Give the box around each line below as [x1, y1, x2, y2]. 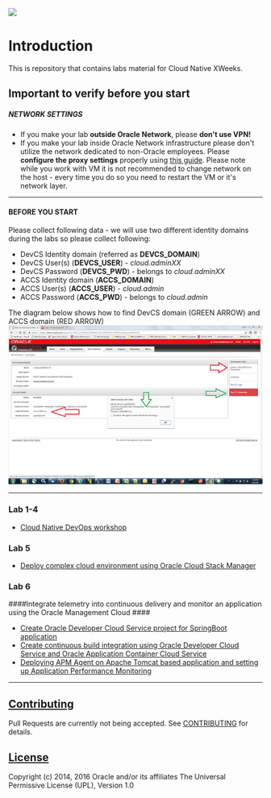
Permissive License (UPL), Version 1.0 [8, 780, 135, 790]
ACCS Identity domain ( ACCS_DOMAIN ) [19, 275, 155, 285]
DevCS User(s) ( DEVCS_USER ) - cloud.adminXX [19, 258, 181, 268]
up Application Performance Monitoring [19, 666, 152, 676]
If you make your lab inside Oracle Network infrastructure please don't [19, 138, 255, 148]
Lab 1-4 [8, 504, 39, 515]
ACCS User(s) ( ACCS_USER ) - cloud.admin [19, 283, 165, 293]
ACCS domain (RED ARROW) [8, 316, 105, 326]
